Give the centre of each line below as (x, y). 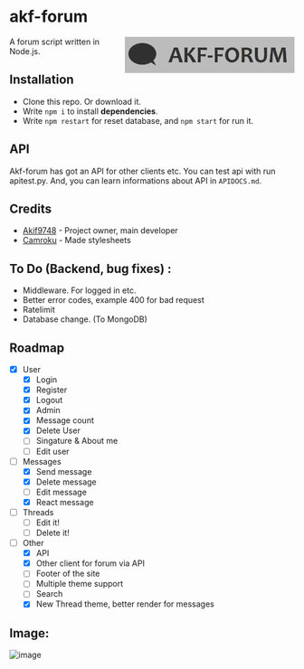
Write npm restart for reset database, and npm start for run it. (138, 120)
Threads (38, 512)
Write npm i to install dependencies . (90, 111)
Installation (42, 80)
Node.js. (25, 51)
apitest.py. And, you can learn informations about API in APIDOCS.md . (136, 180)
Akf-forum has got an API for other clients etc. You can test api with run (142, 171)
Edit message (62, 492)
